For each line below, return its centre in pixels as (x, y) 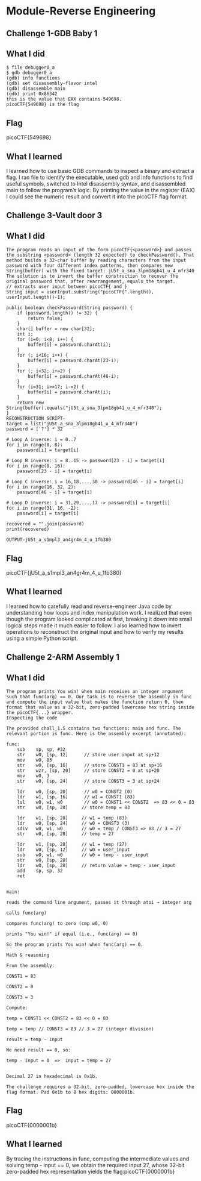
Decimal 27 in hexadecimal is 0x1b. (52, 1077)
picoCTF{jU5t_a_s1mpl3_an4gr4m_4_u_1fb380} (64, 573)
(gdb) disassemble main (36, 89)
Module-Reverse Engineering (81, 11)
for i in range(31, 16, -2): (43, 508)
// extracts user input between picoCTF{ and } (67, 287)
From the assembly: (31, 966)
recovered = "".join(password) (45, 524)
